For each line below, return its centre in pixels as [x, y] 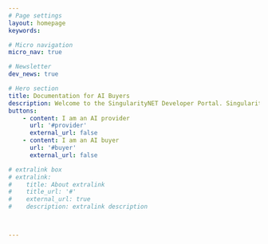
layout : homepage [37, 23]
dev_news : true [33, 74]
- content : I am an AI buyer [71, 140]
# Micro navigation [41, 45]
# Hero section [33, 89]
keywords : [25, 30]
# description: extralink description [78, 207]
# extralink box [35, 169]
